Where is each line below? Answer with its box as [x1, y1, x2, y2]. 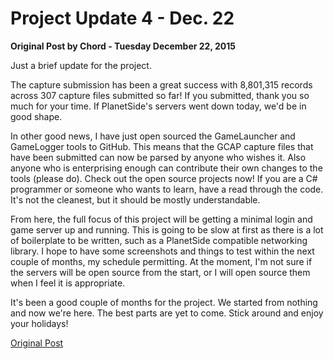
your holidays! [10, 317, 69, 329]
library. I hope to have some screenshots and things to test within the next [10, 245, 315, 257]
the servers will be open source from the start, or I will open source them [10, 266, 311, 278]
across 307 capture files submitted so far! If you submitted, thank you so [10, 89, 310, 101]
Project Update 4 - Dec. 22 [10, 7, 235, 30]
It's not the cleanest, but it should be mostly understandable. [10, 193, 261, 206]
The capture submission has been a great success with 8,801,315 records [10, 78, 313, 91]
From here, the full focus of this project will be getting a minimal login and [10, 213, 313, 225]
